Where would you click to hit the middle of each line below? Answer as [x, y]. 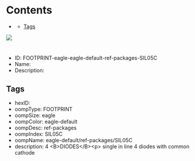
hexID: [22, 102]
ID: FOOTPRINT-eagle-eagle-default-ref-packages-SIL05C [86, 58]
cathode [25, 152]
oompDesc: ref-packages [46, 128]
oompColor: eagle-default [46, 121]
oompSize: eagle [35, 115]
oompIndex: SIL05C [38, 134]
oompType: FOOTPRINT [43, 109]
